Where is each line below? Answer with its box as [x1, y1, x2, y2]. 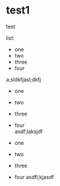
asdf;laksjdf [14, 128, 43, 135]
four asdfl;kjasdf [14, 173, 54, 180]
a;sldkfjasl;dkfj [6, 76, 41, 83]
